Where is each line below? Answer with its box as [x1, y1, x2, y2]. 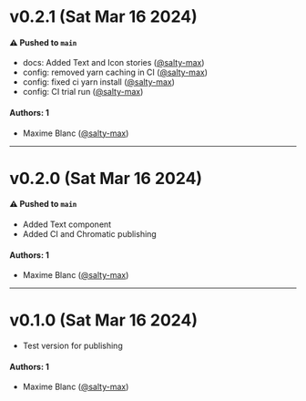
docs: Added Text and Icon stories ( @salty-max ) [22, 57, 205, 68]
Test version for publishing [22, 340, 123, 352]
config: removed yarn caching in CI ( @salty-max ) [22, 67, 208, 78]
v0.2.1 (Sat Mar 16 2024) [9, 6, 198, 27]
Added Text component [22, 219, 112, 230]
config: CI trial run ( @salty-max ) [22, 87, 144, 98]
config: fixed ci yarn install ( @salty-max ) [22, 77, 176, 87]
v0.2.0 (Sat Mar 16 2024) [9, 168, 203, 189]
